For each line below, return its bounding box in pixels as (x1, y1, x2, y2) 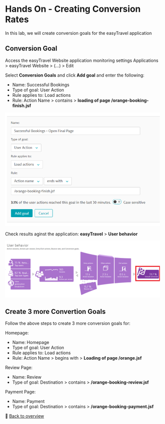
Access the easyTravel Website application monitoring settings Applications (5, 57, 159, 63)
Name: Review (12, 374, 42, 380)
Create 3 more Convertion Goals (5, 307, 106, 315)
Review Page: (5, 365, 33, 370)
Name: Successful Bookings (12, 82, 70, 87)
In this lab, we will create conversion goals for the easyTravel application (5, 30, 152, 36)
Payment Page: (5, 389, 36, 395)
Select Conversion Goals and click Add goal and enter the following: (5, 72, 145, 78)
